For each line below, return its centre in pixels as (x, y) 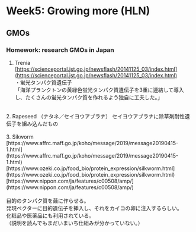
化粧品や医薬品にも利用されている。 (50, 215)
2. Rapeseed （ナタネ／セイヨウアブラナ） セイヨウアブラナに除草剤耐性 (96, 116)
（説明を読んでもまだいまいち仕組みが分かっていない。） (75, 223)
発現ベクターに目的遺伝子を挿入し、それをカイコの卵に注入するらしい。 (94, 208)
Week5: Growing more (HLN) (78, 11)
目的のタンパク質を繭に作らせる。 (48, 200)
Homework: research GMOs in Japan (60, 50)
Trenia (23, 62)
